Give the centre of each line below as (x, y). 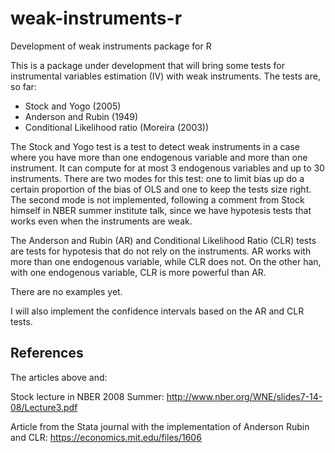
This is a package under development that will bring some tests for (147, 65)
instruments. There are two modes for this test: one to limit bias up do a (157, 178)
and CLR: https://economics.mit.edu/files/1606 (106, 437)
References (47, 353)
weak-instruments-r (96, 18)
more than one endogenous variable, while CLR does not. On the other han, (166, 261)
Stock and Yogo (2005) (73, 106)
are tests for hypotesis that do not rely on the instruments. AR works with (161, 251)
